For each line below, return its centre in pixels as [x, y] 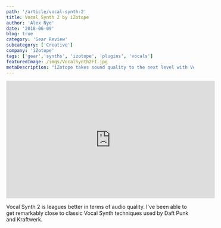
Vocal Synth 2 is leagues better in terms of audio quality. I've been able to [97, 207]
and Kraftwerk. [24, 220]
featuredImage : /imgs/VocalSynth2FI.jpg [57, 61]
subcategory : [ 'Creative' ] [40, 45]
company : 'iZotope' [30, 51]
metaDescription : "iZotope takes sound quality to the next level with [97, 67]
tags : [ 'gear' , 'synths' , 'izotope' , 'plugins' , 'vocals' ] [80, 56]
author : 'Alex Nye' [30, 23]
